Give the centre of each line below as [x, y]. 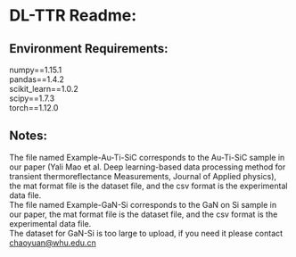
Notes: [28, 136]
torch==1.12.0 [34, 108]
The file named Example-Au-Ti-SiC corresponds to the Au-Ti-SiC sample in [147, 157]
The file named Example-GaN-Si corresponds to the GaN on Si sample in [143, 204]
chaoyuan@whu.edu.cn [53, 243]
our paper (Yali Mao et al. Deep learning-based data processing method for [148, 167]
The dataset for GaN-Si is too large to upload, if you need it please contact [146, 233]
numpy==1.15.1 [36, 70]
